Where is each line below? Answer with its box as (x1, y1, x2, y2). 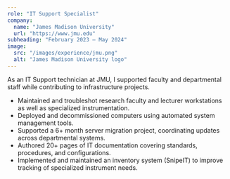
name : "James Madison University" (13, 23, 115, 30)
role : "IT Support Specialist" (7, 10, 99, 18)
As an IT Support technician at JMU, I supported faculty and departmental (7, 75, 222, 84)
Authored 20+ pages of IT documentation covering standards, (17, 141, 198, 150)
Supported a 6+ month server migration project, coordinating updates (17, 126, 220, 134)
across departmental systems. (17, 133, 106, 142)
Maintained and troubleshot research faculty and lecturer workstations (17, 96, 222, 105)
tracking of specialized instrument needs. (17, 163, 139, 172)
